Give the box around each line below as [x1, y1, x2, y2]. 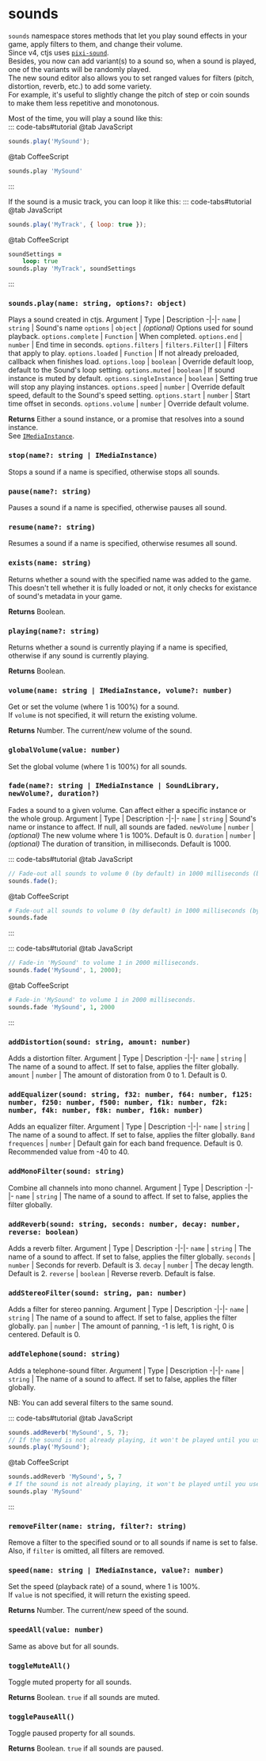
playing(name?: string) [8, 627, 101, 635]
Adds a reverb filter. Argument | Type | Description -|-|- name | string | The [8, 1244, 252, 1253]
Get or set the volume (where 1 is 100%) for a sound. [8, 702, 180, 711]
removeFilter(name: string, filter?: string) [8, 1522, 188, 1530]
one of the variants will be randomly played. [8, 64, 151, 74]
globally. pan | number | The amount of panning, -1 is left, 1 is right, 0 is [8, 1321, 235, 1331]
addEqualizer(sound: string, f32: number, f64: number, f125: [8, 1090, 253, 1100]
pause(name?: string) [8, 486, 92, 496]
